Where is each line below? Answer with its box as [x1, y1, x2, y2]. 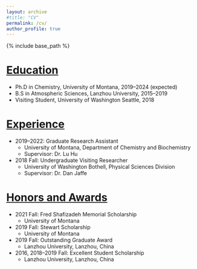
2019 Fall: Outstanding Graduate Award [15, 236, 113, 244]
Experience [6, 117, 65, 131]
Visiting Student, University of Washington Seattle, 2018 [15, 96, 155, 103]
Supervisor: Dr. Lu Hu [24, 151, 78, 158]
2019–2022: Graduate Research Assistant [15, 137, 119, 145]
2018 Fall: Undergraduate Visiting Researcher [15, 157, 128, 164]
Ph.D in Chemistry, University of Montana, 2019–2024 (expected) [15, 83, 178, 91]
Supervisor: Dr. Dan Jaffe [24, 170, 88, 177]
